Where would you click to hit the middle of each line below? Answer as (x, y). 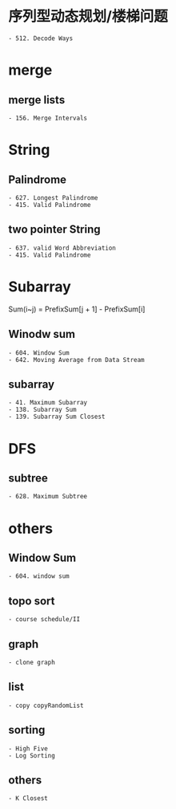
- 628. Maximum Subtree (48, 497)
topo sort (32, 601)
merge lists (37, 100)
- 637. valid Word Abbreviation (62, 248)
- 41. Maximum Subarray (48, 403)
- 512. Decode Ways (41, 38)
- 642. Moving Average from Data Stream (77, 360)
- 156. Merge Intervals (48, 118)
